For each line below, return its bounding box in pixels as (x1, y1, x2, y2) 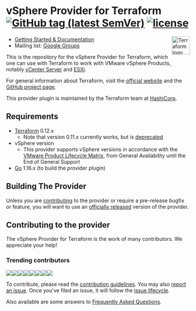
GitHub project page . (6, 83, 57, 90)
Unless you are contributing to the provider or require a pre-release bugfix (6, 197, 185, 204)
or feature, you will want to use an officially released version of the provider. (6, 203, 189, 210)
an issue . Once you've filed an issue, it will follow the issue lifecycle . (6, 286, 170, 293)
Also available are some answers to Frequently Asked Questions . (6, 298, 162, 305)
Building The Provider (6, 181, 86, 191)
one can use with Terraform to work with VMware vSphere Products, (6, 60, 171, 67)
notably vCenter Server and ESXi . (6, 65, 86, 72)
